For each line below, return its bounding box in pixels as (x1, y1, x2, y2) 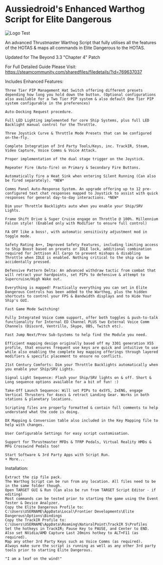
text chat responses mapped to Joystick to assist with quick (29, 191, 159, 196)
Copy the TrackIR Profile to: (5, 517, 67, 522)
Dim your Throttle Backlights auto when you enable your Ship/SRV (5, 203, 143, 209)
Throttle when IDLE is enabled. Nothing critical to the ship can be (5, 255, 150, 260)
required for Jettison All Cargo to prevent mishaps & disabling (5, 251, 141, 256)
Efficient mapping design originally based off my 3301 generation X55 (5, 341, 154, 346)
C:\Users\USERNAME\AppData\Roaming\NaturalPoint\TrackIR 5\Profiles (5, 522, 147, 527)
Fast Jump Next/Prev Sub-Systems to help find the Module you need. (5, 332, 147, 337)
